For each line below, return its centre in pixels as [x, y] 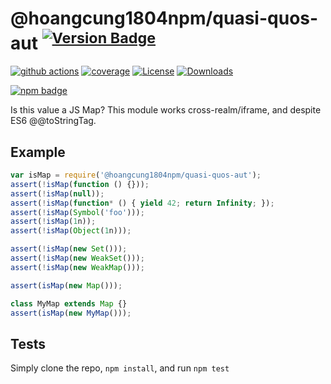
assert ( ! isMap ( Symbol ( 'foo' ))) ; [77, 212]
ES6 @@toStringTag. [53, 121]
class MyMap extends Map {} [69, 303]
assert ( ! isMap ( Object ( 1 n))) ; [71, 231]
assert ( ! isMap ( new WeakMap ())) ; [77, 267]
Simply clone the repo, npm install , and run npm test [120, 368]
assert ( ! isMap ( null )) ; [57, 193]
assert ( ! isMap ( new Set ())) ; [69, 249]
